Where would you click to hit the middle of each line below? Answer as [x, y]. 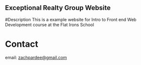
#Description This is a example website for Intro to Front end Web [71, 19]
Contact [22, 44]
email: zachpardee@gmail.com [36, 57]
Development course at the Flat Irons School [50, 25]
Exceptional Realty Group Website [58, 8]
